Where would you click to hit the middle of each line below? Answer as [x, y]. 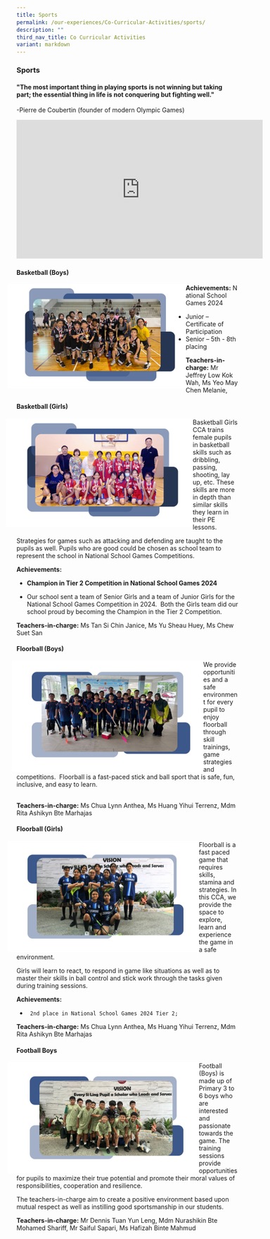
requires [211, 868]
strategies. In [218, 890]
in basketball [211, 445]
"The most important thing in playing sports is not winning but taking [120, 87]
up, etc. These [214, 482]
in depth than [212, 497]
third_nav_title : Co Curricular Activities [81, 37]
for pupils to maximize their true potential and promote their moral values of [126, 1178]
